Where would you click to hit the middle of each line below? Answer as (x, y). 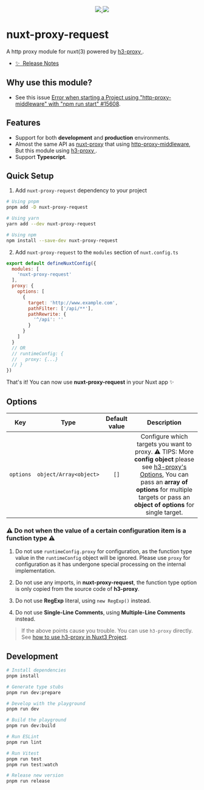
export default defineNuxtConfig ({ (51, 263)
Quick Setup (30, 176)
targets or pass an (164, 497)
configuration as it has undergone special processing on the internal (100, 564)
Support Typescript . (41, 157)
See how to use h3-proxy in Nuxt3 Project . (74, 637)
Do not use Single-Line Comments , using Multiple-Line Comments (100, 613)
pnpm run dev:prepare (34, 692)
